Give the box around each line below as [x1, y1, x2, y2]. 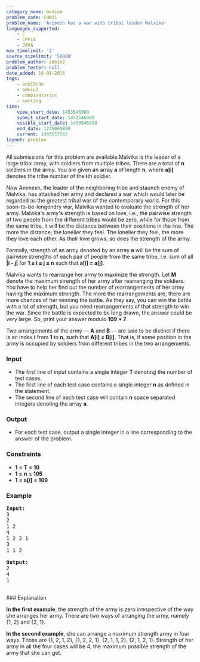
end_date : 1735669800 [17, 126, 70, 132]
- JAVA [17, 43, 33, 49]
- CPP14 [17, 37, 36, 43]
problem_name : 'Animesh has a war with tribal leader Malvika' [6, 20, 167, 26]
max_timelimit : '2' [6, 48, 55, 54]
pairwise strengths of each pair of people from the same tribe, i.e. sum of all [6, 253, 193, 260]
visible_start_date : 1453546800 [17, 120, 97, 126]
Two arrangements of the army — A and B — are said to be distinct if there [6, 327, 190, 334]
